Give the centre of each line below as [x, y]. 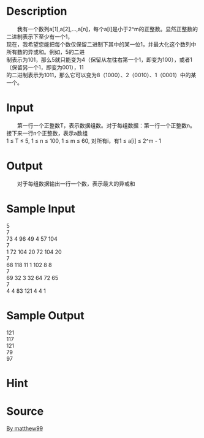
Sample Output [45, 315]
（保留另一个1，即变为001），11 [45, 67]
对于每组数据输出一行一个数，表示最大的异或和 [76, 183]
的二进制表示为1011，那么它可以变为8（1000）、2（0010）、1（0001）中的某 [101, 75]
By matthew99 [25, 428]
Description [37, 11]
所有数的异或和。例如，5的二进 [46, 52]
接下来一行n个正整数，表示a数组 [47, 133]
